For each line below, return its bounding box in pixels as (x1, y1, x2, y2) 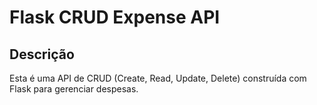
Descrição (9, 46, 75, 63)
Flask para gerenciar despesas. (9, 83, 139, 95)
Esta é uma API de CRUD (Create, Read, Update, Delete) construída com (9, 72, 307, 84)
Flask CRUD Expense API (9, 6, 221, 29)
